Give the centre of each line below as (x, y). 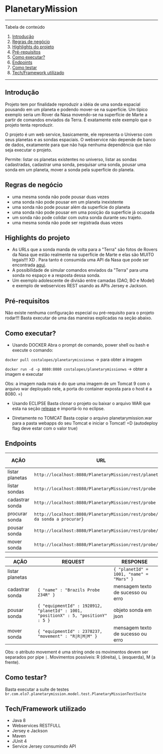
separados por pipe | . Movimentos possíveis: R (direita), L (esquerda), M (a (80, 657)
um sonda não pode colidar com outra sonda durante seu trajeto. (77, 217)
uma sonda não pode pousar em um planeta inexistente (68, 202)
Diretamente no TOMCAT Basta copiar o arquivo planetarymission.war (82, 418)
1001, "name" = (131, 574)
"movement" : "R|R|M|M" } (67, 636)
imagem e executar (24, 374)
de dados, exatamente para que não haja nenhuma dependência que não (78, 145)
